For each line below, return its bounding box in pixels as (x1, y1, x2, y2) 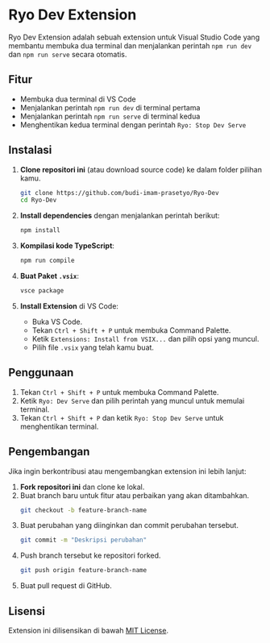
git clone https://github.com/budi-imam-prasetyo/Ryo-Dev (19, 189, 219, 197)
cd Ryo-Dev (19, 196, 57, 205)
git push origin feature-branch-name (19, 566, 147, 575)
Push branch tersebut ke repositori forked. (19, 550, 161, 561)
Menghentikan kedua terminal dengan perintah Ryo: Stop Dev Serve (19, 119, 247, 130)
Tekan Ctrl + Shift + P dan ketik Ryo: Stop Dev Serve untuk (19, 413, 224, 422)
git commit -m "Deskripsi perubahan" (19, 536, 147, 545)
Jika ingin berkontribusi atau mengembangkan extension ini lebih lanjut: (8, 466, 247, 476)
